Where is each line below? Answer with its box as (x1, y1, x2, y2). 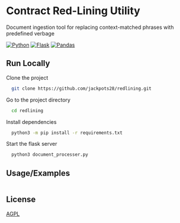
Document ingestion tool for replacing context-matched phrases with (6, 24, 174, 31)
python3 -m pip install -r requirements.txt (11, 130, 123, 136)
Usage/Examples (6, 168, 70, 178)
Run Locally (6, 58, 50, 68)
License (6, 195, 36, 205)
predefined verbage (6, 29, 55, 37)
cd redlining (11, 107, 44, 113)
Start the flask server (6, 140, 57, 147)
